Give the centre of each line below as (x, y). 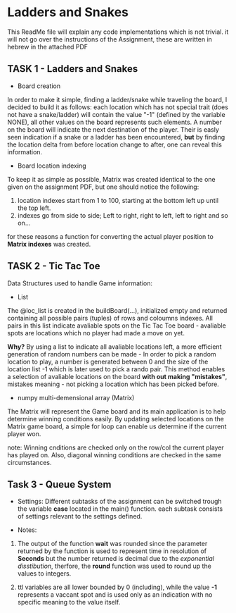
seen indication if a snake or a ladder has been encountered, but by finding (116, 137)
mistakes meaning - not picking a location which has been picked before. (113, 384)
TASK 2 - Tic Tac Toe (54, 266)
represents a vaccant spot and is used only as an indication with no (115, 595)
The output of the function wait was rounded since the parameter (112, 544)
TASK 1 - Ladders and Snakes (73, 69)
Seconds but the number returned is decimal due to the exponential (116, 559)
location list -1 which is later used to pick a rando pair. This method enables (116, 369)
